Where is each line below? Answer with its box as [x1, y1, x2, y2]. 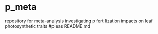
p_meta [5, 1, 37, 13]
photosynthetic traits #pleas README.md [5, 23, 90, 29]
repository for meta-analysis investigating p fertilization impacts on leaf [5, 18, 153, 24]
